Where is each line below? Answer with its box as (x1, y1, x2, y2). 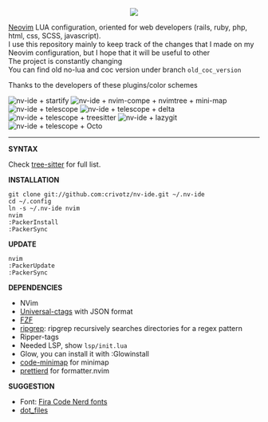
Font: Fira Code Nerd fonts (19, 397, 108, 406)
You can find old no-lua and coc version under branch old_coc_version (8, 65, 242, 74)
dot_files (19, 405, 49, 415)
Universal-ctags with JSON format (19, 307, 133, 316)
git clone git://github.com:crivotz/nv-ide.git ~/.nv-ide (8, 191, 205, 199)
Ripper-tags (19, 332, 60, 341)
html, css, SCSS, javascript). (8, 31, 101, 40)
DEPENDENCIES (8, 283, 63, 292)
